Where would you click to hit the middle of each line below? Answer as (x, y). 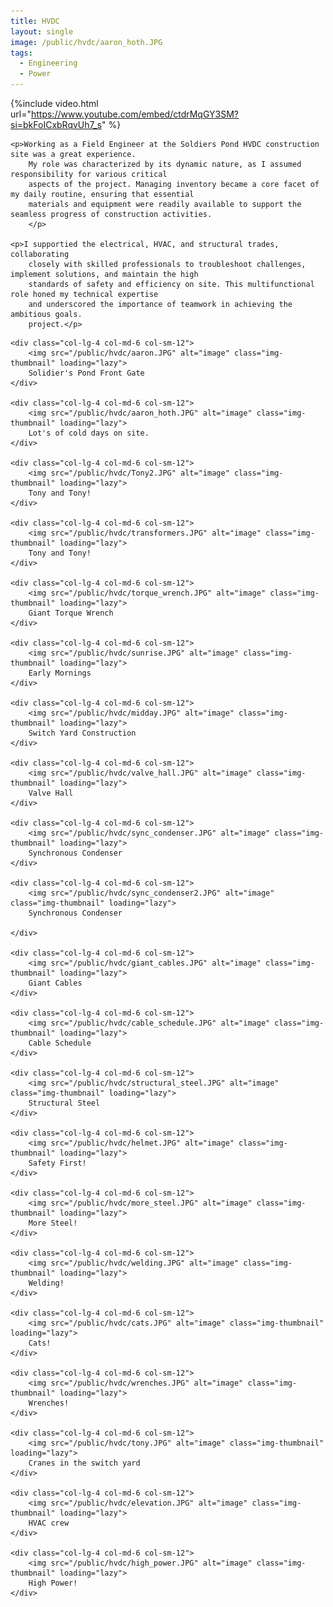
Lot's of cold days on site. (89, 433)
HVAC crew (49, 1523)
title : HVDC (35, 21)
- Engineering (48, 63)
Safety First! (57, 1163)
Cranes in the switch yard (84, 1463)
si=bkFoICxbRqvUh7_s (56, 124)
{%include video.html (54, 103)
